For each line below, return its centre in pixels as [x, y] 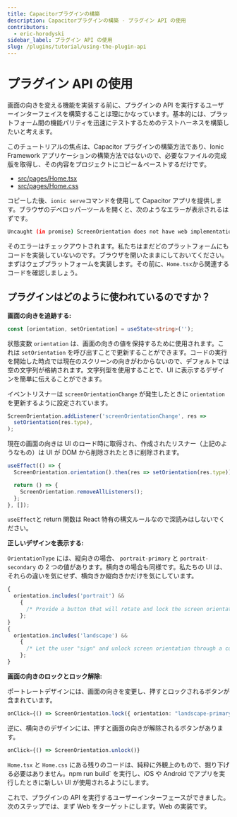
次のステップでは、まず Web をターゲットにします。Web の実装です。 [109, 806]
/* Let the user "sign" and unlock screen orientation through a [124, 649]
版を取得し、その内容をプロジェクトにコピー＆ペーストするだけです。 [109, 164]
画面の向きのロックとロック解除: [55, 676]
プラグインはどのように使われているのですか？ [109, 297]
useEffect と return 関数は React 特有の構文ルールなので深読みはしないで [113, 519]
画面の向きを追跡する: [39, 315]
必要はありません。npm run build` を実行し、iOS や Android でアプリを [116, 773]
